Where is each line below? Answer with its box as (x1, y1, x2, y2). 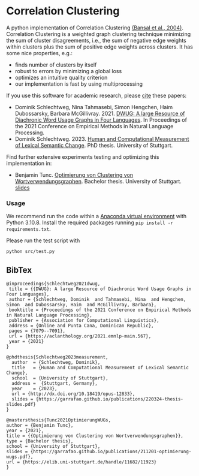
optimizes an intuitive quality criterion (14, 74, 108, 81)
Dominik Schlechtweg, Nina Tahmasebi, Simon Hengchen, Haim (14, 103, 173, 110)
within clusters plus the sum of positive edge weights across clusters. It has (6, 43, 194, 50)
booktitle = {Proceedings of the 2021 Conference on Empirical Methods (8, 307, 192, 313)
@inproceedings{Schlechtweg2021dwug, (6, 281, 101, 287)
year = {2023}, (11, 385, 58, 392)
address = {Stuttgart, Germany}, (11, 381, 98, 387)
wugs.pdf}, (6, 454, 34, 460)
